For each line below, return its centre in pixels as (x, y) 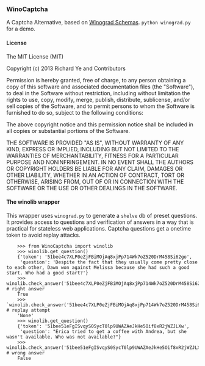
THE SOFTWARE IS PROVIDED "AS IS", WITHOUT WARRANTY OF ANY (95, 143)
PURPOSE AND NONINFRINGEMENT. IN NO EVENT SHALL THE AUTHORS (100, 162)
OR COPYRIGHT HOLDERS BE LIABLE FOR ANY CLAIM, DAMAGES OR (95, 168)
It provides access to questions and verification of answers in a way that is (100, 222)
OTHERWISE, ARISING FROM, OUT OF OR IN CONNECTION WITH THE (95, 181)
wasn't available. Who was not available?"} (64, 337)
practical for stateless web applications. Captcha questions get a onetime (99, 228)
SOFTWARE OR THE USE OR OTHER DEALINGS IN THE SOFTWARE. (92, 188)
